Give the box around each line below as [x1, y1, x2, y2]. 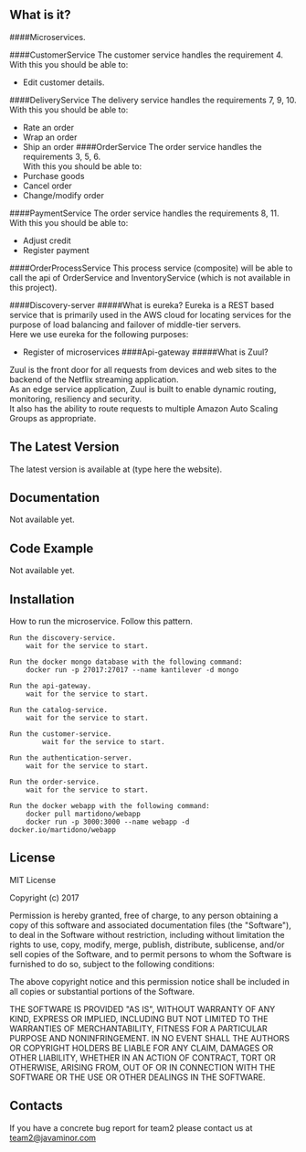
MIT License [9, 874, 57, 885]
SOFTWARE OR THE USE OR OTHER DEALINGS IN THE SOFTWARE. [9, 1072, 266, 1083]
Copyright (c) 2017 [9, 891, 79, 903]
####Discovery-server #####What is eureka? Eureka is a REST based [9, 299, 275, 310]
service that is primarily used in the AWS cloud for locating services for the [9, 309, 292, 320]
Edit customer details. [22, 77, 105, 88]
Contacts [9, 1098, 64, 1114]
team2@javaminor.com [9, 1132, 97, 1143]
